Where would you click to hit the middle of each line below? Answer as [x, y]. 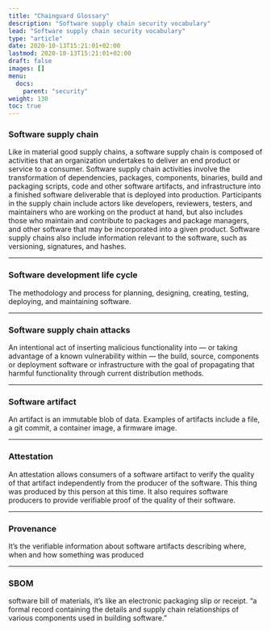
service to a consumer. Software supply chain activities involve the [119, 169]
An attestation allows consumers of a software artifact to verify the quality [131, 474]
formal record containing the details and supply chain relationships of [124, 610]
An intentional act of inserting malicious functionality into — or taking [123, 348]
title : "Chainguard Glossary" [59, 16]
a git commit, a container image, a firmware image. [93, 428]
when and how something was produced [76, 554]
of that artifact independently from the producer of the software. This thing [133, 483]
